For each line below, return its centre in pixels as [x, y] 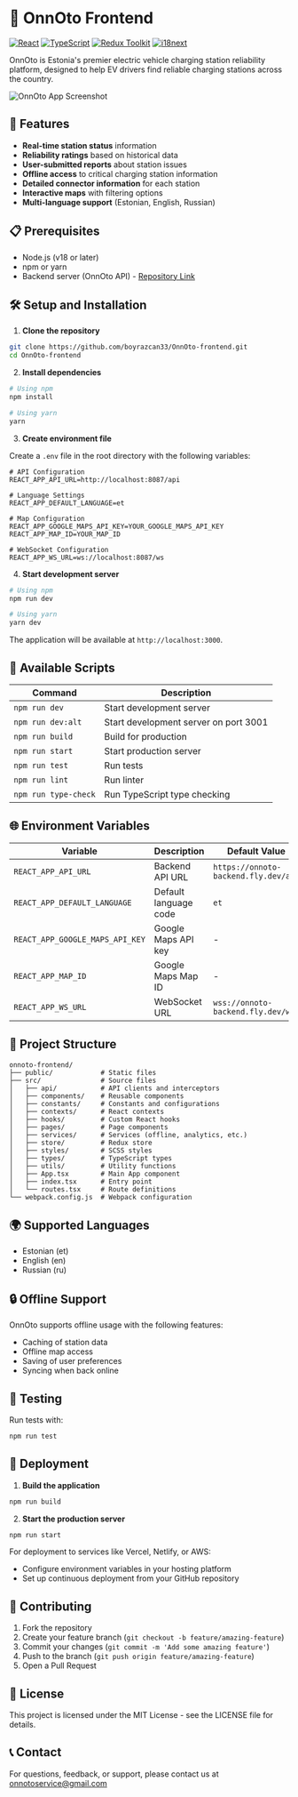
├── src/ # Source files [83, 1080]
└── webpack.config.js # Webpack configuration [101, 1197]
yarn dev [25, 623]
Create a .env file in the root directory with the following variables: [130, 455]
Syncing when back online [71, 1371]
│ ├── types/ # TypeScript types [91, 1158]
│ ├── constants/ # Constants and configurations [114, 1103]
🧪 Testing [36, 1398]
